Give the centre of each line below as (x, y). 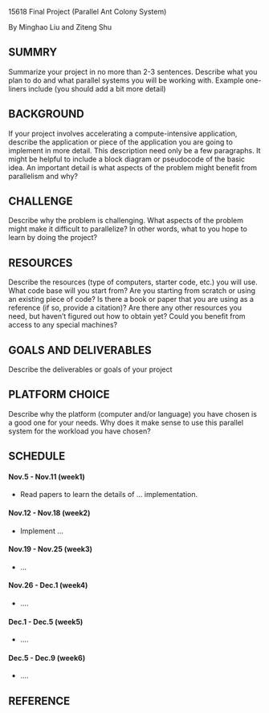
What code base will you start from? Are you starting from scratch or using (132, 291)
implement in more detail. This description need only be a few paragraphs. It (134, 150)
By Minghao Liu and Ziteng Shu (60, 27)
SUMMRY (33, 53)
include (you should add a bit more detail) (97, 88)
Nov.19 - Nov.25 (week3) (51, 549)
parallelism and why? (43, 176)
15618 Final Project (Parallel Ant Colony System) (88, 12)
